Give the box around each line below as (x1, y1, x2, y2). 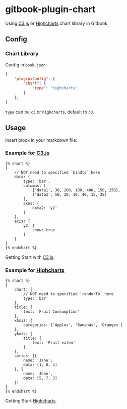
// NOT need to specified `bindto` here (14, 170, 100, 175)
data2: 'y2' (32, 205, 57, 211)
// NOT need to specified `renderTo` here (23, 292, 114, 297)
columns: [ (23, 183, 46, 188)
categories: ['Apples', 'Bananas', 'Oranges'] (23, 322, 123, 328)
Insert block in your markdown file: (5, 137, 78, 143)
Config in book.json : (5, 62, 47, 68)
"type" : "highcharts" (32, 86, 78, 91)
